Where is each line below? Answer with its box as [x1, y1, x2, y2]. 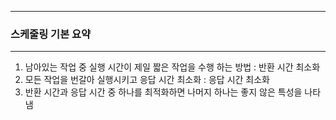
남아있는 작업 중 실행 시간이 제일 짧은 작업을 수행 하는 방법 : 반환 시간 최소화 [24, 61, 321, 73]
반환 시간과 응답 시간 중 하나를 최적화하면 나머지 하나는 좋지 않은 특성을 [24, 86, 303, 98]
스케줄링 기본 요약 [10, 27, 92, 41]
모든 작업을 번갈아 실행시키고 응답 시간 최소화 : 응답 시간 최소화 [24, 74, 270, 86]
